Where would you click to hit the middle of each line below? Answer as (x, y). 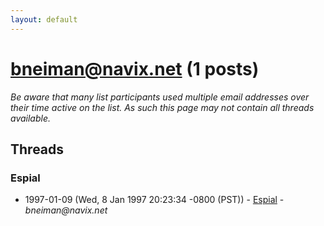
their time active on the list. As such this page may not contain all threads (162, 107)
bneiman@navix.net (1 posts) (135, 68)
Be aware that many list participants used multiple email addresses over (160, 97)
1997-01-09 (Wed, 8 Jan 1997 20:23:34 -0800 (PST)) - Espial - (154, 200)
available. (31, 118)
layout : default (44, 19)
